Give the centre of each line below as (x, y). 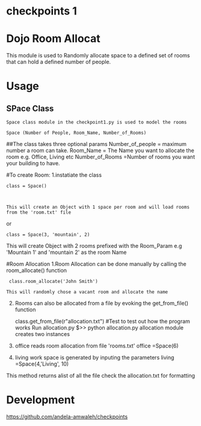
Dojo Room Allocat (53, 39)
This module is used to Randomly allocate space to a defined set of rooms (98, 56)
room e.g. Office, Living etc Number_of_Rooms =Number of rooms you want (101, 157)
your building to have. (33, 164)
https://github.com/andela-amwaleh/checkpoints (67, 417)
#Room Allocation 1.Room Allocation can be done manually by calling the (96, 264)
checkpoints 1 (42, 11)
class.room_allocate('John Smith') (53, 282)
